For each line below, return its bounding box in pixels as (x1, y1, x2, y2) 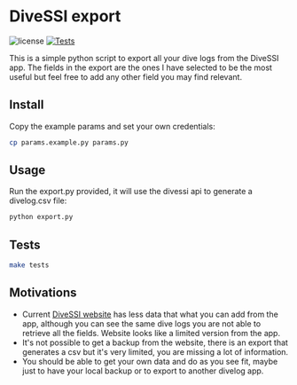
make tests (9, 261, 50, 270)
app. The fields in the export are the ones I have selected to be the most (9, 62, 273, 73)
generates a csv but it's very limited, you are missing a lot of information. (21, 346, 289, 357)
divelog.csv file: (9, 195, 67, 206)
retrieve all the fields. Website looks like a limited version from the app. (21, 327, 281, 338)
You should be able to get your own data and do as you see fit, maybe (21, 356, 278, 366)
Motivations (9, 286, 77, 301)
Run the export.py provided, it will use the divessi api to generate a (9, 186, 253, 197)
